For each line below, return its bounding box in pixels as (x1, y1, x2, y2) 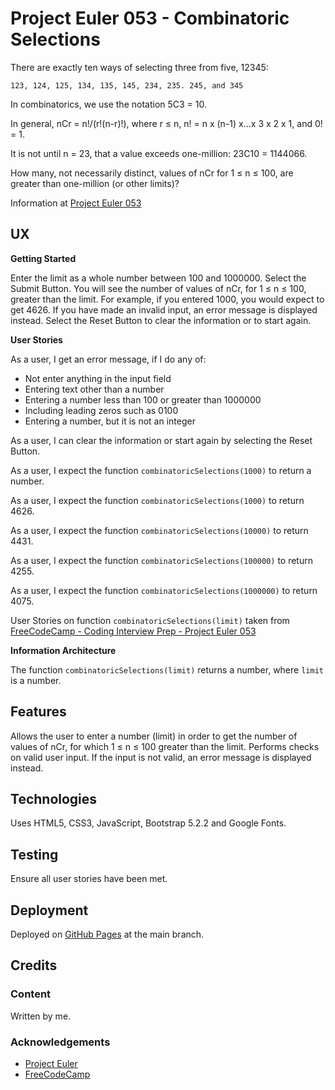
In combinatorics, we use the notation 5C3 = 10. (10, 98, 208, 110)
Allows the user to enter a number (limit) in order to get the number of (10, 730, 298, 742)
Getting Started (10, 252, 77, 264)
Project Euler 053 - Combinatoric (10, 7, 290, 30)
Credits (10, 957, 58, 974)
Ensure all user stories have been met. (10, 873, 168, 885)
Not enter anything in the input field (24, 372, 172, 384)
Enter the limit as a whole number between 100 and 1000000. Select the (10, 272, 307, 284)
